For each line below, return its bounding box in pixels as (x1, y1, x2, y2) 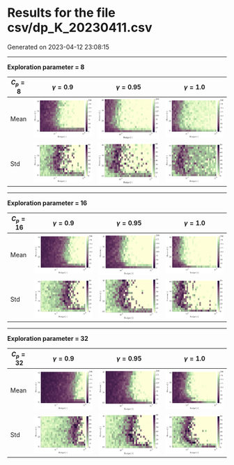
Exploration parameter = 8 (7, 63, 85, 71)
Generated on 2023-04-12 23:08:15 (7, 43, 110, 51)
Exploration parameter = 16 (7, 199, 88, 207)
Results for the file (7, 5, 116, 21)
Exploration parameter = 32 (7, 335, 88, 343)
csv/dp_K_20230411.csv (7, 20, 153, 36)
